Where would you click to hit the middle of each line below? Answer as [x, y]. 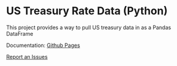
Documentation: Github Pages [43, 45]
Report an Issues [27, 56]
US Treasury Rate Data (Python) [87, 11]
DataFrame [20, 33]
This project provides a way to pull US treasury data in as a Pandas [89, 27]
